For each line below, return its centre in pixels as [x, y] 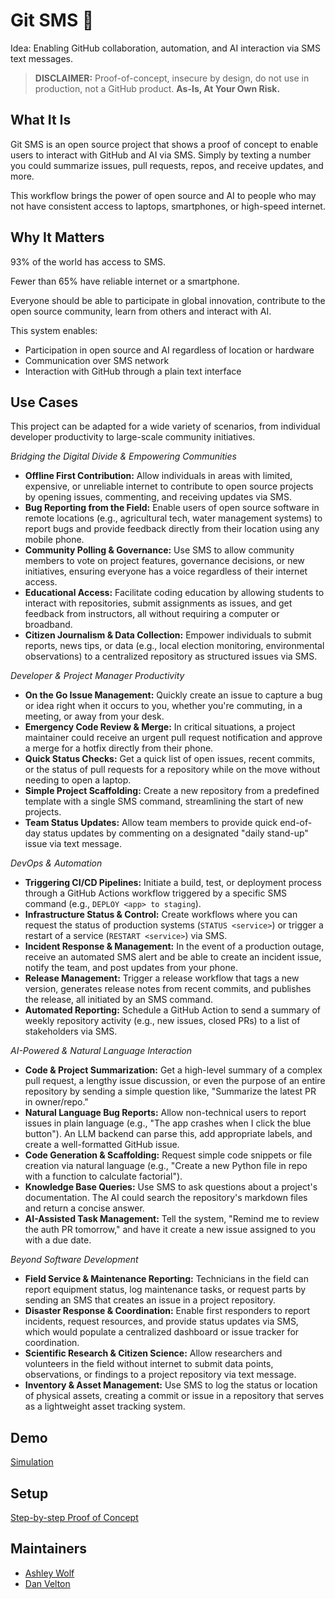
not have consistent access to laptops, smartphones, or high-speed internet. [168, 206]
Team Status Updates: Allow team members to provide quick [151, 823]
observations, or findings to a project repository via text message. [160, 1375]
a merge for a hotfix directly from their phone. [119, 748]
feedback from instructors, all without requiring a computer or [152, 614]
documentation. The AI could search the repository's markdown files [166, 1198]
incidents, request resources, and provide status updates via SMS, [161, 1321]
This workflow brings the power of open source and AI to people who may [163, 195]
